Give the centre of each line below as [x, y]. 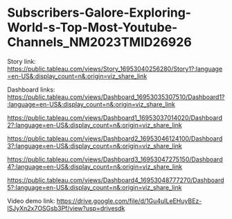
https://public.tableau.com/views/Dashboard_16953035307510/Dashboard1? [116, 97]
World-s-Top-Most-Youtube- [92, 27]
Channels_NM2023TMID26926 [99, 42]
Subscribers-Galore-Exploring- [99, 13]
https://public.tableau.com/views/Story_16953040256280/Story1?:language [115, 69]
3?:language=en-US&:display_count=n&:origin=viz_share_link [95, 146]
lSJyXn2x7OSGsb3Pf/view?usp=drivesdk [66, 208]
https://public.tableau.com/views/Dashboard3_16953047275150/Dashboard [115, 159]
